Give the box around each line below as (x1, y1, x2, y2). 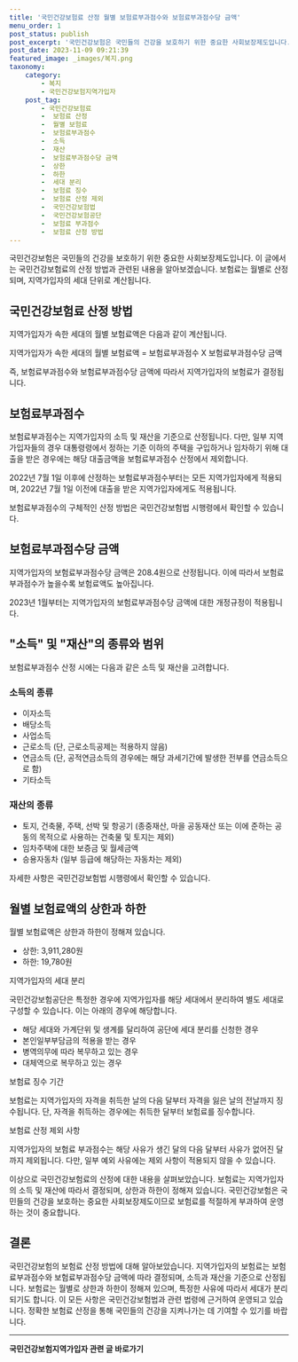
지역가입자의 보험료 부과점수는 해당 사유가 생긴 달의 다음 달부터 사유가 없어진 (9, 1144, 275, 1154)
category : (25, 71, 62, 80)
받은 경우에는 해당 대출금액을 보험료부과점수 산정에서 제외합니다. (25, 453, 248, 464)
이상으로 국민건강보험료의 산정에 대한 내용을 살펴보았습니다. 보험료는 (9, 1174, 247, 1185)
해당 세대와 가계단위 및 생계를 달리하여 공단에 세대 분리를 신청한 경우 (21, 1024, 259, 1035)
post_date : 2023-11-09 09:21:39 (9, 46, 129, 55)
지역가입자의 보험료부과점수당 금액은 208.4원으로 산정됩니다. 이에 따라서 (9, 567, 261, 578)
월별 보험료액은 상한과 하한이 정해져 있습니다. (9, 926, 166, 937)
